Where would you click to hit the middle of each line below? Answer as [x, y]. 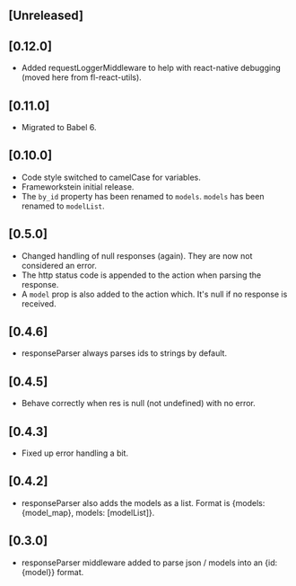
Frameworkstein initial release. [78, 186]
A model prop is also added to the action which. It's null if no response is [154, 294]
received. [39, 303]
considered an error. [59, 265]
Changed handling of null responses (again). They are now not [137, 255]
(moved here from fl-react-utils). [82, 77]
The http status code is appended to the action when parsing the [141, 275]
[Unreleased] [46, 16]
